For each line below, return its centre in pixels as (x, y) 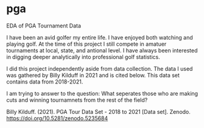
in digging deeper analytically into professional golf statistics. (83, 57)
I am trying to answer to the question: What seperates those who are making (102, 93)
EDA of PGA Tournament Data (44, 26)
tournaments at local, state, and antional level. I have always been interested (102, 50)
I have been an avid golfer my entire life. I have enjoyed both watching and (100, 37)
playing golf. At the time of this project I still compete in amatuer (86, 44)
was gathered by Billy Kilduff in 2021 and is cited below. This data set (93, 75)
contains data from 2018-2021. (45, 82)
